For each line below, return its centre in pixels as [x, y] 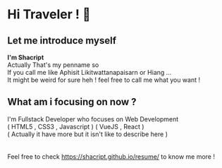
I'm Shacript [26, 57]
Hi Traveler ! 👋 [49, 14]
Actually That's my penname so [53, 65]
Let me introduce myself [62, 41]
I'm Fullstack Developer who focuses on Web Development [93, 119]
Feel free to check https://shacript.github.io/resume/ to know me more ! [111, 156]
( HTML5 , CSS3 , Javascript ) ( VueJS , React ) [76, 126]
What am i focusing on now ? [72, 102]
